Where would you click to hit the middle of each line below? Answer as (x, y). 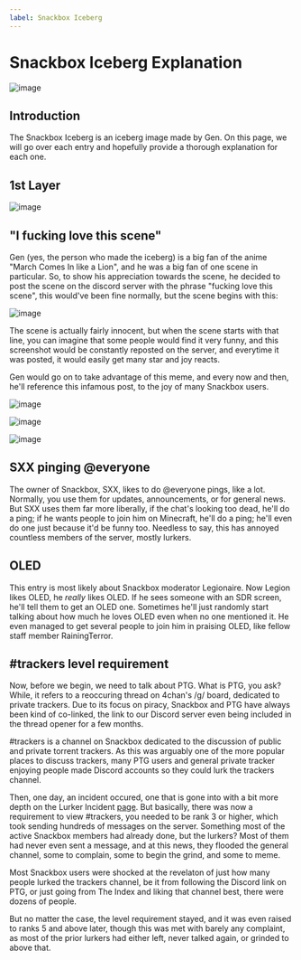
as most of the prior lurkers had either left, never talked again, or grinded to (150, 938)
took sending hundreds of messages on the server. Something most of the (147, 826)
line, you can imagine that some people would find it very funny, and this (144, 340)
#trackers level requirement (89, 664)
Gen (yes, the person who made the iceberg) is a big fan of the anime (138, 257)
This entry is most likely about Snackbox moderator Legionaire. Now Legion (150, 588)
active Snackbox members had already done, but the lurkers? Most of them (150, 836)
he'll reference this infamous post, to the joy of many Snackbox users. (139, 386)
